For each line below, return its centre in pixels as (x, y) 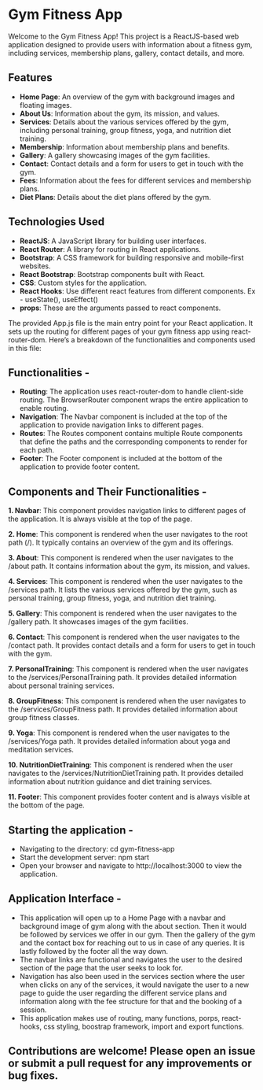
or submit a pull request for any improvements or (130, 1064)
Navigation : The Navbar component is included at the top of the (123, 417)
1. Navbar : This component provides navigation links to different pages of (127, 511)
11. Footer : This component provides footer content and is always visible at (129, 797)
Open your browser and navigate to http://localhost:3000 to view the (130, 866)
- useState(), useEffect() (58, 299)
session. (33, 1010)
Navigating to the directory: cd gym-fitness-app (97, 849)
